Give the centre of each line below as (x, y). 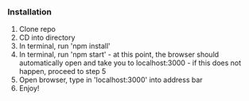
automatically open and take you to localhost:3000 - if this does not (130, 63)
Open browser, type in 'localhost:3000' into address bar (111, 80)
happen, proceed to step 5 (62, 72)
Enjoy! (29, 88)
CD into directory (47, 37)
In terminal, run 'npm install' (64, 46)
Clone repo (37, 29)
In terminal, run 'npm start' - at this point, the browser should (119, 55)
